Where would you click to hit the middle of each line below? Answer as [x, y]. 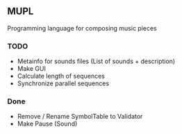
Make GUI [32, 69]
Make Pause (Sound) [47, 124]
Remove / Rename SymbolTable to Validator [80, 117]
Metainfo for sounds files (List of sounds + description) [96, 61]
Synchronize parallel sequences [63, 83]
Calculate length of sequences [61, 76]
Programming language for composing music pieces [82, 28]
